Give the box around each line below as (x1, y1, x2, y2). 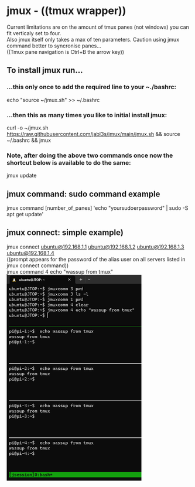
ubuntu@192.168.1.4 (6, 249, 54, 256)
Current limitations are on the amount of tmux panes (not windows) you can (6, 23, 190, 30)
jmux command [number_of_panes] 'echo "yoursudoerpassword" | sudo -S (6, 205, 189, 212)
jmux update (6, 172, 37, 179)
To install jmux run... (6, 66, 83, 76)
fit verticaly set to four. (6, 29, 61, 36)
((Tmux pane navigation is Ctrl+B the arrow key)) (6, 48, 125, 55)
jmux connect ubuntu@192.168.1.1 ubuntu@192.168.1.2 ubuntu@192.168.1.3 (6, 243, 184, 250)
